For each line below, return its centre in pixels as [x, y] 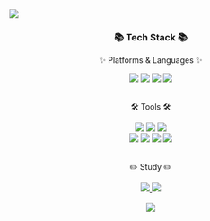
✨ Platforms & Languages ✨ [151, 60]
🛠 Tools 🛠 [151, 107]
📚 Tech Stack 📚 [151, 37]
